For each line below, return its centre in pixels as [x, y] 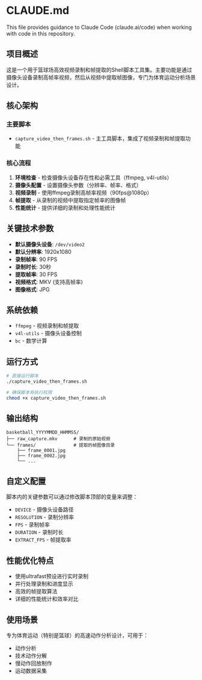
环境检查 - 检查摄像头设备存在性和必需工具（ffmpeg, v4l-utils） [93, 177]
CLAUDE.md [38, 11]
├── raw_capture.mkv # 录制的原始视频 [58, 439]
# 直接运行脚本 [23, 376]
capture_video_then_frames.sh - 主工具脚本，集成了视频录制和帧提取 [100, 139]
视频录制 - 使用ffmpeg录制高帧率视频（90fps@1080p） [84, 192]
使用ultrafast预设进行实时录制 [52, 576]
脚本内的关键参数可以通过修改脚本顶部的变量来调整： [72, 497]
